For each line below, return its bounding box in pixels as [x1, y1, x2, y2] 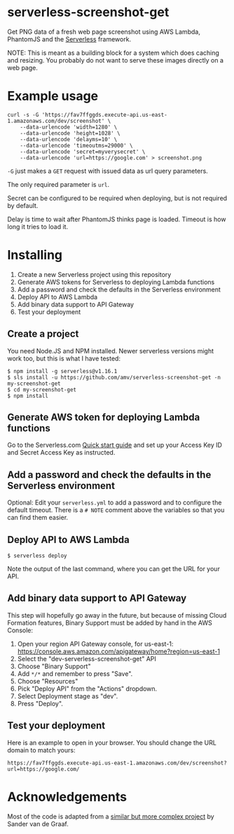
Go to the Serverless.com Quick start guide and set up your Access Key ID [7, 441, 223, 450]
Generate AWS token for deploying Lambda [7, 412, 200, 424]
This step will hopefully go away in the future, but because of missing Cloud [7, 611, 227, 619]
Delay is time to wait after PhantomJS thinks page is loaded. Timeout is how [7, 215, 226, 223]
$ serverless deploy [7, 552, 68, 559]
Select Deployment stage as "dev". [17, 691, 118, 700]
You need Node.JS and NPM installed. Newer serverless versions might [7, 346, 214, 355]
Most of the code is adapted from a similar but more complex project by [7, 812, 215, 821]
